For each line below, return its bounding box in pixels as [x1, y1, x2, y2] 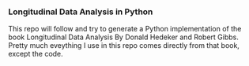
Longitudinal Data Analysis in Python [8, 6, 153, 17]
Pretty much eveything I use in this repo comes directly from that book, [8, 41, 240, 50]
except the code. [8, 49, 63, 59]
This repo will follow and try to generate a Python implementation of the [8, 24, 242, 34]
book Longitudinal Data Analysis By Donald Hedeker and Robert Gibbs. [8, 32, 239, 42]
